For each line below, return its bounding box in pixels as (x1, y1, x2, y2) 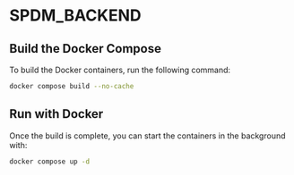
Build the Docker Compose (9, 41, 161, 56)
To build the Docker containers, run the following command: (9, 64, 231, 75)
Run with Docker (9, 106, 104, 121)
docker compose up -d (9, 157, 91, 166)
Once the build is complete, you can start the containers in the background (9, 130, 286, 141)
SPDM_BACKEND (9, 5, 142, 26)
